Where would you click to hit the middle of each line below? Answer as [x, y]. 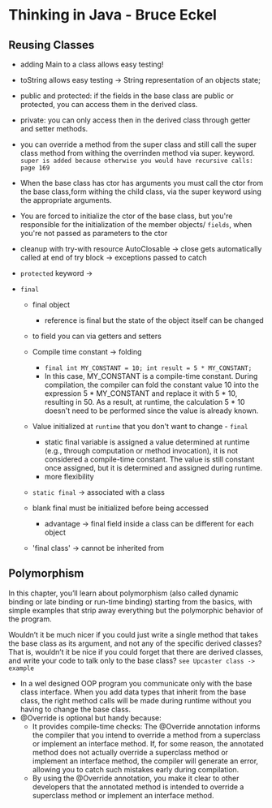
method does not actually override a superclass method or [130, 752]
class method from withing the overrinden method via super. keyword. [138, 153]
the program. [30, 619]
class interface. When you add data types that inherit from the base [133, 692]
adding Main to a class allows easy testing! [92, 64]
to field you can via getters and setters [97, 336]
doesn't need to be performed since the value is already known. [151, 410]
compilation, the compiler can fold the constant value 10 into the [152, 385]
